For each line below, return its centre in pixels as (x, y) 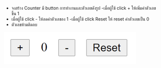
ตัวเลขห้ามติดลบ (24, 24)
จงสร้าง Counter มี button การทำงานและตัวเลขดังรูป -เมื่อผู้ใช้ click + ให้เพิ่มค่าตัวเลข (83, 8)
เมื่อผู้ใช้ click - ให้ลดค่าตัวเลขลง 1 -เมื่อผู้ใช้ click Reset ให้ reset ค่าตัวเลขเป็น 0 (80, 19)
